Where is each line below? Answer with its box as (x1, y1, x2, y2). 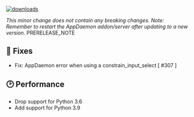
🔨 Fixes (6, 46, 33, 56)
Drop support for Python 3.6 (14, 98, 83, 105)
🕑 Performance (6, 80, 65, 90)
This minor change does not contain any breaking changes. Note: (6, 17, 164, 23)
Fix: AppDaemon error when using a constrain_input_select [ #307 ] (14, 61, 177, 68)
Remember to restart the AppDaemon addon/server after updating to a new (6, 23, 188, 30)
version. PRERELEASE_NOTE (6, 29, 75, 36)
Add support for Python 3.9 (14, 104, 80, 111)
